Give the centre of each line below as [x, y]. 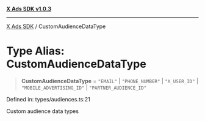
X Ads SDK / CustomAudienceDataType [56, 26]
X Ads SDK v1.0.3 [29, 9]
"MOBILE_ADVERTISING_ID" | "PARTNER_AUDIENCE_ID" [84, 87]
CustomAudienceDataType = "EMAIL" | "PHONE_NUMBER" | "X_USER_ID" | [110, 81]
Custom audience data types [43, 111]
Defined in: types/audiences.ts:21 [48, 99]
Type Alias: [36, 51]
